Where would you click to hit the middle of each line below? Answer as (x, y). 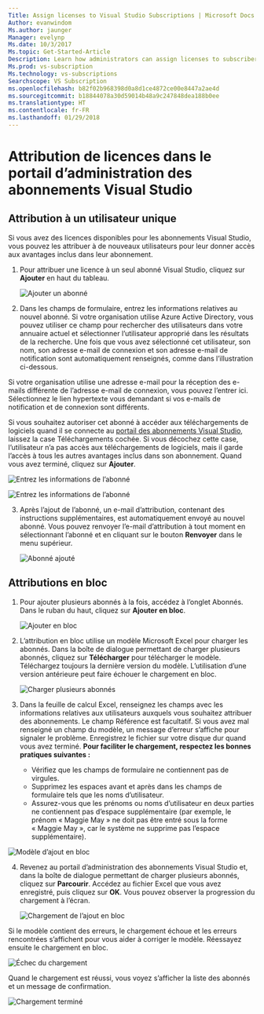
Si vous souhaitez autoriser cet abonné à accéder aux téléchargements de (128, 422)
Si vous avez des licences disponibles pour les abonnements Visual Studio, (130, 237)
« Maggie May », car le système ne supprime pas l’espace (125, 828)
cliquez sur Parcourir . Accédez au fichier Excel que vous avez (120, 884)
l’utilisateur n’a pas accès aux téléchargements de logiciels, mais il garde (126, 447)
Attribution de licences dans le (110, 157)
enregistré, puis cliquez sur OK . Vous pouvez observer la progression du (137, 891)
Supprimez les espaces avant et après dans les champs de (126, 786)
